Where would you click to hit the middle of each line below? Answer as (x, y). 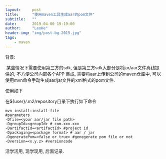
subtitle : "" (21, 19)
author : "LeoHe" (27, 28)
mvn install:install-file (32, 111)
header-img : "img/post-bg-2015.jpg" (43, 33)
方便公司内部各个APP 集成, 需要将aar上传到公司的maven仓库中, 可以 (91, 74)
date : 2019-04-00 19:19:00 (40, 24)
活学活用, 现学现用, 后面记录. (34, 151)
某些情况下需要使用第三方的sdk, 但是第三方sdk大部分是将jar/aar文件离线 (81, 67)
